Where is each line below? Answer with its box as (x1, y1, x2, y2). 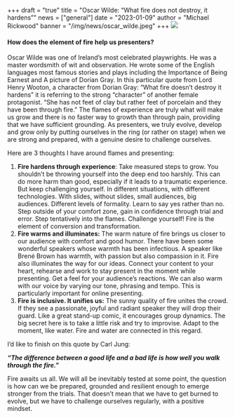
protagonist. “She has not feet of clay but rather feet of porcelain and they (7, 98, 222, 107)
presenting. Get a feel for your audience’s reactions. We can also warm (17, 274, 223, 283)
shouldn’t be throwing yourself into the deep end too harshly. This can (17, 170, 221, 178)
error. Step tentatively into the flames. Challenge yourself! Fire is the (17, 215, 215, 223)
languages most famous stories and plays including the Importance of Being (7, 68, 228, 76)
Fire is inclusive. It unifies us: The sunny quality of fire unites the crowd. (17, 297, 229, 305)
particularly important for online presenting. (17, 289, 144, 297)
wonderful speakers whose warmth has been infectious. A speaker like (17, 245, 223, 253)
